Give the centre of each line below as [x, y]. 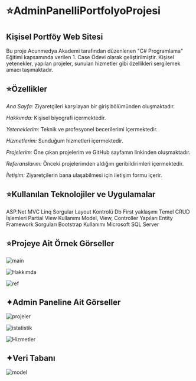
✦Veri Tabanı [31, 358]
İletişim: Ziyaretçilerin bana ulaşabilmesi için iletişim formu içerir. [84, 175]
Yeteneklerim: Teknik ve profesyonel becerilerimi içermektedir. [82, 129]
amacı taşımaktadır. [30, 70]
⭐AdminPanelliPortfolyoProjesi [84, 11]
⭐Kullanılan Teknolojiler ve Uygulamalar [81, 194]
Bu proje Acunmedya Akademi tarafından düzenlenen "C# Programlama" [95, 51]
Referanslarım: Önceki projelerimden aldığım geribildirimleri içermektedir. [95, 163]
